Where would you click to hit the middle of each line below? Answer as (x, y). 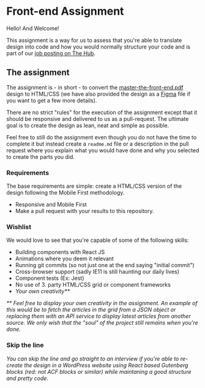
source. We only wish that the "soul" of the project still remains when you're (102, 323)
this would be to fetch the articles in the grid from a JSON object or (91, 310)
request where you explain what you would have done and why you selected (103, 150)
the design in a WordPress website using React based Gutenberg (106, 365)
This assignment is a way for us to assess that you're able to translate (94, 40)
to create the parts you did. (41, 157)
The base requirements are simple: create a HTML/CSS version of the (94, 186)
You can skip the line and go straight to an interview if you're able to (93, 359)
